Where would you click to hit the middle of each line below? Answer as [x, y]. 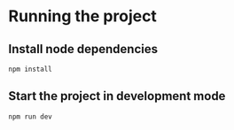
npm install [30, 69]
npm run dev [30, 117]
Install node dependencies [83, 49]
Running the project [82, 16]
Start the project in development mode [117, 96]
